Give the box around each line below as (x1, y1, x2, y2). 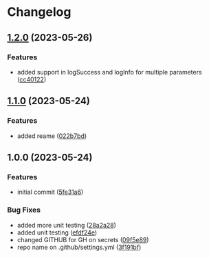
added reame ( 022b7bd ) (16, 132, 87, 140)
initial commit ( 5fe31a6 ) (16, 188, 84, 197)
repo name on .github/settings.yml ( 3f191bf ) (16, 243, 142, 251)
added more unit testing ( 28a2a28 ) (16, 221, 117, 229)
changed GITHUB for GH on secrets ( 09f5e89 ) (16, 235, 149, 244)
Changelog (7, 4, 71, 20)
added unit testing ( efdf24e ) (16, 228, 98, 237)
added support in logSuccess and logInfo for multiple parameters (16, 68, 202, 76)
